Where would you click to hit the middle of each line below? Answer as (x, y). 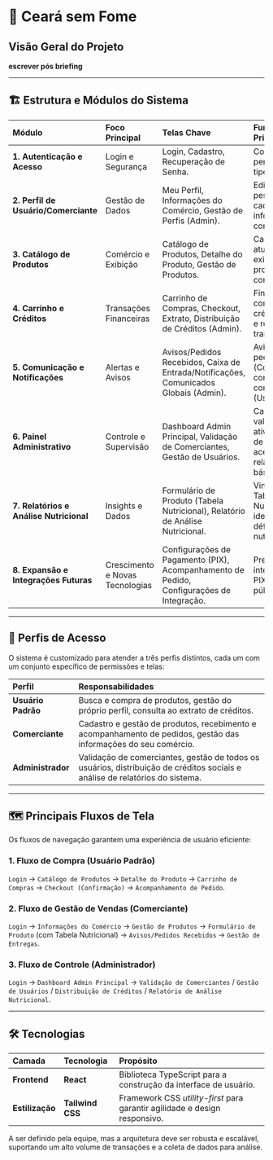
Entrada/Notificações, (204, 372)
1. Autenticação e (48, 156)
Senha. (175, 172)
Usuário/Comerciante (55, 210)
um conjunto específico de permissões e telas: (87, 666)
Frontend (30, 1080)
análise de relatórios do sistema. (140, 777)
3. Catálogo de (41, 254)
